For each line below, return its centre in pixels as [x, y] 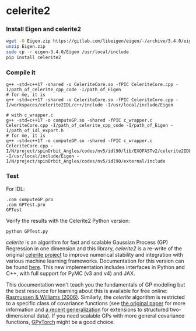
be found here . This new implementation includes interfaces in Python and [95, 267]
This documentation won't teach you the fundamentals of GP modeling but [96, 285]
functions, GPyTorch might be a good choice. [60, 322]
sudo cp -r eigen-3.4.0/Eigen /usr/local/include [68, 52]
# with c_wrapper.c [30, 115]
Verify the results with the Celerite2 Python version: [68, 220]
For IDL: [15, 189]
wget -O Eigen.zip [28, 41]
